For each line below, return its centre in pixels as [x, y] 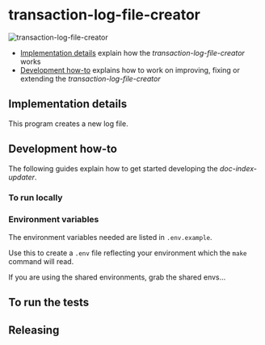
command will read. [41, 261]
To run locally [36, 198]
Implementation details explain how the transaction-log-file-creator [132, 53]
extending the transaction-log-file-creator [90, 78]
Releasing [34, 330]
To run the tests [49, 303]
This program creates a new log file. [68, 124]
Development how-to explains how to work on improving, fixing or [130, 69]
